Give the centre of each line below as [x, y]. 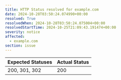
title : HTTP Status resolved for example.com [52, 9]
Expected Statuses [30, 62]
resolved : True [20, 18]
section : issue [20, 46]
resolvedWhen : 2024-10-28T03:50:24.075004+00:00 [55, 23]
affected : [15, 37]
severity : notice [23, 32]
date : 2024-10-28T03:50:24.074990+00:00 [47, 14]
